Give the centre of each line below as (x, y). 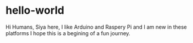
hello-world (35, 10)
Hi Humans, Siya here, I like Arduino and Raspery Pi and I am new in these (96, 27)
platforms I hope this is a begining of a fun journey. (68, 33)
